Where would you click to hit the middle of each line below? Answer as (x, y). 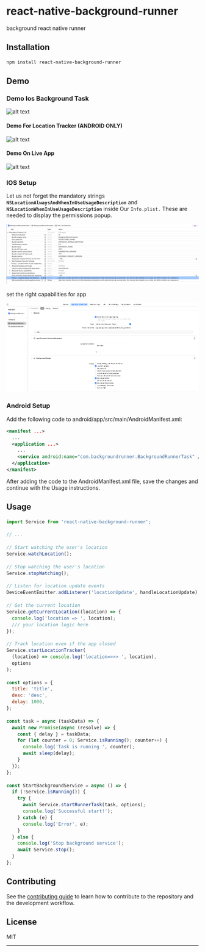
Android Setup (28, 406)
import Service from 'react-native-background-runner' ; (79, 522)
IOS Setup (21, 182)
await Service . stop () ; (46, 850)
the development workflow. (41, 903)
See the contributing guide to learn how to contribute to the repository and (100, 896)
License (22, 922)
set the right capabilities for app (46, 295)
